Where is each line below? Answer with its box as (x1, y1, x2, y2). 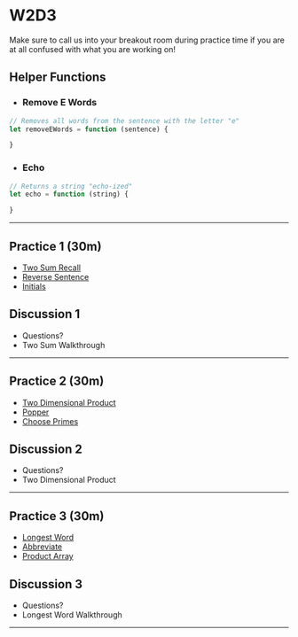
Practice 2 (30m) (9, 374, 105, 389)
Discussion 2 (9, 442, 82, 456)
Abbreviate (21, 541, 63, 552)
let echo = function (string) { (9, 190, 129, 199)
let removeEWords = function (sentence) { (9, 125, 169, 134)
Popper (21, 407, 50, 417)
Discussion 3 (9, 577, 82, 592)
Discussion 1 (9, 307, 81, 322)
